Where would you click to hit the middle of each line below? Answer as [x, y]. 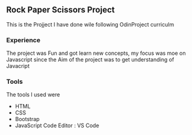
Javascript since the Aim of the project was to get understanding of [90, 60]
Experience [23, 40]
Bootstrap [27, 119]
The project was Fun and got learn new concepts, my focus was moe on [96, 53]
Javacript [18, 66]
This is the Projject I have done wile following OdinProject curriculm [90, 24]
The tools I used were [33, 95]
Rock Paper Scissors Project [60, 10]
